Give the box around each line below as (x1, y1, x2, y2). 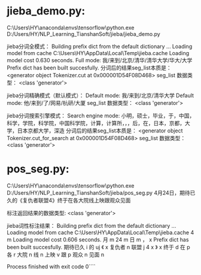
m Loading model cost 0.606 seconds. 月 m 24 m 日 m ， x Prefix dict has (7, 235, 189, 243)
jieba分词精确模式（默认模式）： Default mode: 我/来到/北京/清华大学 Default (7, 92, 194, 99)
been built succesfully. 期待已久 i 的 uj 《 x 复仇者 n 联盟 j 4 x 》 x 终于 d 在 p (7, 243, 190, 250)
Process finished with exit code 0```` (7, 262, 96, 270)
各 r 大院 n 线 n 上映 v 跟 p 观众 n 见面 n (7, 250, 104, 258)
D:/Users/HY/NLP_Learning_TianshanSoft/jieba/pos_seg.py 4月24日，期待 (7, 189, 190, 196)
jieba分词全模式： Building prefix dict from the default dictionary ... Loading (7, 43, 193, 50)
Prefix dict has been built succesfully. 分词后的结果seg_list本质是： (7, 64, 172, 71)
